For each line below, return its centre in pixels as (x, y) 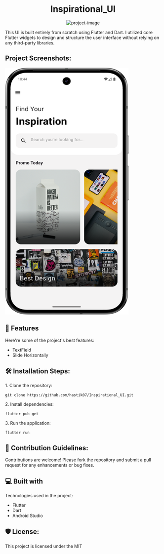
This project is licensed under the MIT (44, 546)
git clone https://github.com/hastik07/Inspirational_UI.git (69, 395)
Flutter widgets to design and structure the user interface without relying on (82, 38)
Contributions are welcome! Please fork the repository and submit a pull (78, 460)
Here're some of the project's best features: (50, 340)
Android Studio (27, 515)
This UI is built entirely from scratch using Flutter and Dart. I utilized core (79, 32)
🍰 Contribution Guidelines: (47, 448)
